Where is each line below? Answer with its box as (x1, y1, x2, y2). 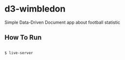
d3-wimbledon (4, 3, 66, 15)
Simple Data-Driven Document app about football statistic (4, 19, 120, 25)
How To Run (4, 33, 42, 42)
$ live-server (4, 50, 34, 55)
